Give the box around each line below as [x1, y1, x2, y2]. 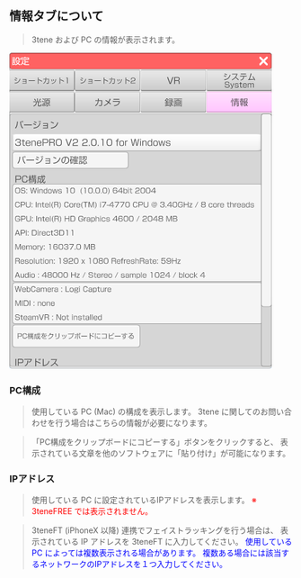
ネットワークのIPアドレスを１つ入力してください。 [39, 559, 227, 570]
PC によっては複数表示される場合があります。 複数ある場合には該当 [31, 547, 282, 558]
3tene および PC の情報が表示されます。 [31, 34, 181, 45]
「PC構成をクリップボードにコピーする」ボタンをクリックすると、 [31, 437, 279, 447]
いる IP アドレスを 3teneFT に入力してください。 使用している [62, 537, 293, 547]
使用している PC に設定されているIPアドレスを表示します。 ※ [31, 494, 258, 506]
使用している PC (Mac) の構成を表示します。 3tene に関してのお [31, 406, 269, 417]
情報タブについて [9, 8, 104, 24]
